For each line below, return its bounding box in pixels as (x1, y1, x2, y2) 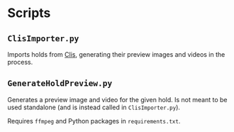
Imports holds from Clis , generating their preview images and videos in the (7, 50, 225, 58)
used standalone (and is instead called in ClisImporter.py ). (7, 103, 181, 111)
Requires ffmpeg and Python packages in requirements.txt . (7, 116, 181, 125)
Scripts (7, 5, 51, 21)
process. (7, 58, 33, 66)
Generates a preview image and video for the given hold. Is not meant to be (7, 95, 228, 104)
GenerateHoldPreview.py (7, 78, 113, 89)
